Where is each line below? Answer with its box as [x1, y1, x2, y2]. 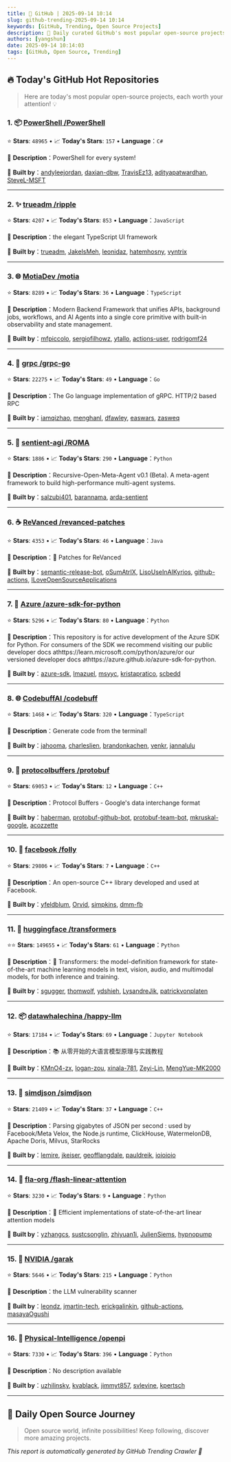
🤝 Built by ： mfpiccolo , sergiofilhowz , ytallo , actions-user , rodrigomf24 [7, 334, 208, 342]
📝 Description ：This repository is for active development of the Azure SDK [7, 632, 220, 641]
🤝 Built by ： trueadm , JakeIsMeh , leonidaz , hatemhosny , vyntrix [7, 247, 188, 256]
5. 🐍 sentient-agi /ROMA [7, 437, 90, 447]
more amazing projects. [23, 1434, 91, 1442]
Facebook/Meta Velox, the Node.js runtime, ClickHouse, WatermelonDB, [7, 1129, 212, 1137]
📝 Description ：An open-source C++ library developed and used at [7, 878, 199, 886]
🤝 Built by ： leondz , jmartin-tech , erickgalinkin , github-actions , [7, 1302, 184, 1310]
